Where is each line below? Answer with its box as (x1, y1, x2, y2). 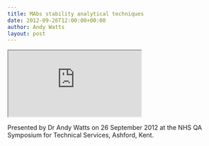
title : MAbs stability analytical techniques (7, 10, 144, 18)
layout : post (7, 30, 46, 37)
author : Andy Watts (7, 23, 65, 30)
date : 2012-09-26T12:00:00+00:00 (7, 17, 106, 24)
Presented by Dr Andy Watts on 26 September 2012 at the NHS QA (7, 123, 203, 132)
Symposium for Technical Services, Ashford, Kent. (7, 131, 154, 140)
